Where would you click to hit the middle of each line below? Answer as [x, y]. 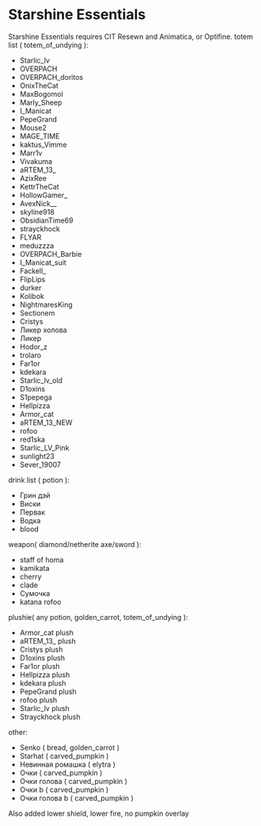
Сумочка [35, 593]
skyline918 [37, 212]
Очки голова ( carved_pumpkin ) [74, 781]
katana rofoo [40, 602]
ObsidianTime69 [46, 220]
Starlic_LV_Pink [44, 447]
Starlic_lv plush [44, 708]
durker [30, 288]
